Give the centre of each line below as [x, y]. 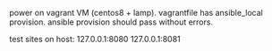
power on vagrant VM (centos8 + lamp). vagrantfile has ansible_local [136, 13]
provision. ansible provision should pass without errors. [111, 22]
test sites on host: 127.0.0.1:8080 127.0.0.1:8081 [95, 39]
